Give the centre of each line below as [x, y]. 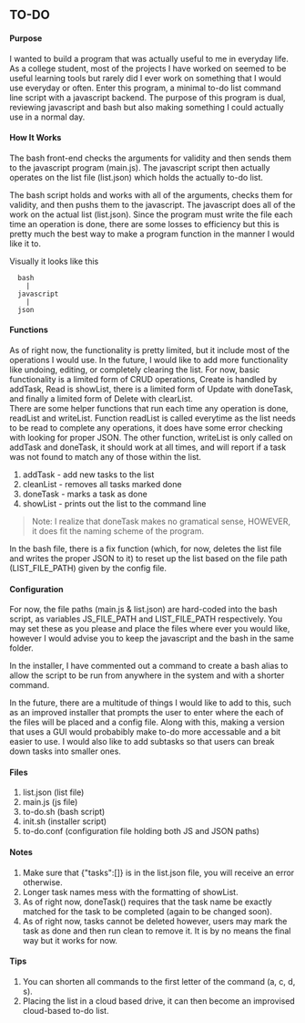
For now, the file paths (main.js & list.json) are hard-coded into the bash [143, 610]
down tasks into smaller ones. [65, 751]
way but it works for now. [70, 940]
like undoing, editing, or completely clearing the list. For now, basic [135, 370]
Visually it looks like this [54, 261]
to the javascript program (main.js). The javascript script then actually [140, 167]
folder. [21, 648]
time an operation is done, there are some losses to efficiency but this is [144, 224]
